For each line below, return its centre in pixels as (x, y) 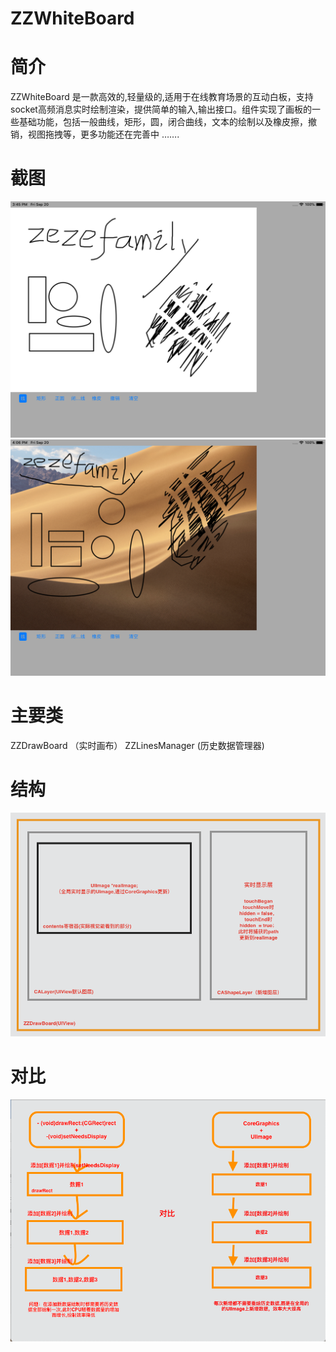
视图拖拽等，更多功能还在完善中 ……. (103, 134)
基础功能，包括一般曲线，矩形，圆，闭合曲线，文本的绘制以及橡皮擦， (163, 122)
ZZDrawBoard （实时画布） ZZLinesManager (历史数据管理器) (137, 745)
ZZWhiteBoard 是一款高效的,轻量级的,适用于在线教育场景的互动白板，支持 (162, 97)
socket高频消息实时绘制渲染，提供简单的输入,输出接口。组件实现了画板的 (161, 109)
